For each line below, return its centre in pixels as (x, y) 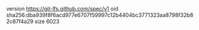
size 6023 (47, 21)
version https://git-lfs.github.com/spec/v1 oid (62, 9)
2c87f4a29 (20, 21)
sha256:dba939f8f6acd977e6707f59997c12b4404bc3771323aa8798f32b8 (100, 15)
